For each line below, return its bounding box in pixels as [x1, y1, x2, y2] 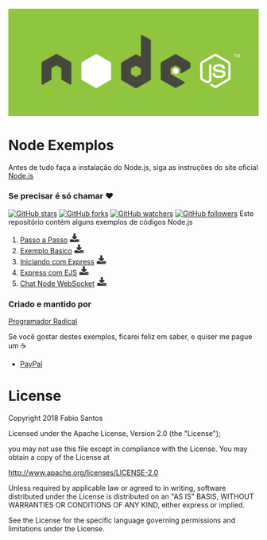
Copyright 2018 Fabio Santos [8, 414, 103, 423]
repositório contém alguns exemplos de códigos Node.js [8, 217, 193, 226]
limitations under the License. [8, 524, 105, 534]
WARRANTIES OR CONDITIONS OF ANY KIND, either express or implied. [8, 500, 245, 510]
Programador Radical [8, 317, 78, 326]
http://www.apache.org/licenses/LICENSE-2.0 [8, 468, 159, 477]
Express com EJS [19, 268, 78, 277]
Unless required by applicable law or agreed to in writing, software [8, 484, 226, 493]
